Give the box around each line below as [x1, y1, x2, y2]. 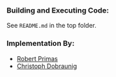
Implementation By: [6, 39, 75, 49]
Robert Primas [16, 54, 58, 62]
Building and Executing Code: [6, 6, 110, 15]
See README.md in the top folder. [6, 22, 97, 30]
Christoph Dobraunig [16, 62, 78, 70]
